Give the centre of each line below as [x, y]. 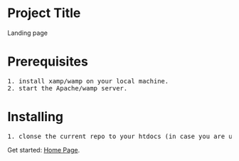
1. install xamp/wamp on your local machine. [88, 81]
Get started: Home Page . [44, 150]
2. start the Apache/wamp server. [68, 88]
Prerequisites [48, 62]
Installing [36, 117]
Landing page [28, 33]
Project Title [44, 13]
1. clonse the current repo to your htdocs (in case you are [116, 136]
